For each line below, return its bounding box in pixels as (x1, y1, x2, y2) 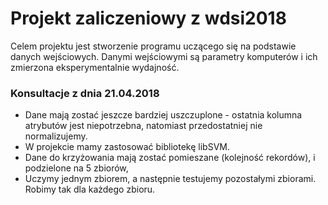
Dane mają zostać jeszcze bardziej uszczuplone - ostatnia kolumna (24, 109, 303, 121)
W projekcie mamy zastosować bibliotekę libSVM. (24, 141, 230, 153)
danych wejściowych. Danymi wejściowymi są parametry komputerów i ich (10, 50, 318, 62)
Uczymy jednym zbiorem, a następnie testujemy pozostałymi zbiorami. (24, 173, 317, 185)
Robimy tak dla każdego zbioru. (24, 183, 156, 196)
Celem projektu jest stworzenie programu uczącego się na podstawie (10, 40, 297, 52)
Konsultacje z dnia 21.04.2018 (10, 86, 160, 100)
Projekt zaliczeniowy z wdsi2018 (10, 7, 287, 30)
